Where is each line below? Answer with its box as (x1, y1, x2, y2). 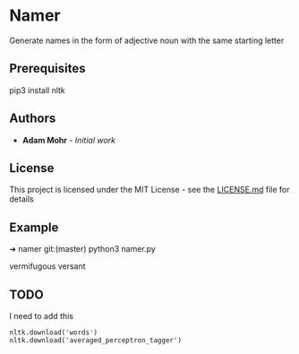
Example (9, 220, 59, 235)
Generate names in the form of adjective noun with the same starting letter (9, 35, 285, 46)
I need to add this (9, 311, 74, 321)
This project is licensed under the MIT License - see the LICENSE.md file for (9, 185, 290, 195)
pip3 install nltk (9, 84, 65, 95)
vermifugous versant (9, 261, 87, 272)
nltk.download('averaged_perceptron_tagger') (9, 336, 182, 345)
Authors (9, 111, 56, 126)
